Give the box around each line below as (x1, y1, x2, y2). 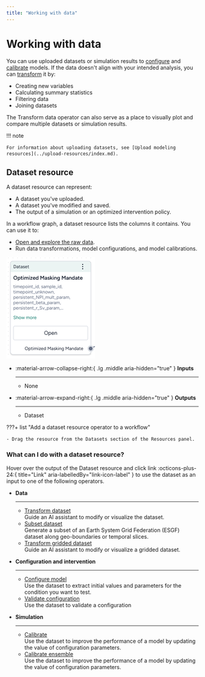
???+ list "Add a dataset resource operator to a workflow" (6, 424, 151, 431)
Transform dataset (24, 507, 71, 514)
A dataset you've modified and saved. (15, 202, 111, 209)
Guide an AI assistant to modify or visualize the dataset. (24, 513, 165, 520)
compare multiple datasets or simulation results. (6, 120, 127, 127)
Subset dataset (24, 520, 63, 527)
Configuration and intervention (15, 558, 96, 565)
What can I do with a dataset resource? (6, 451, 124, 459)
